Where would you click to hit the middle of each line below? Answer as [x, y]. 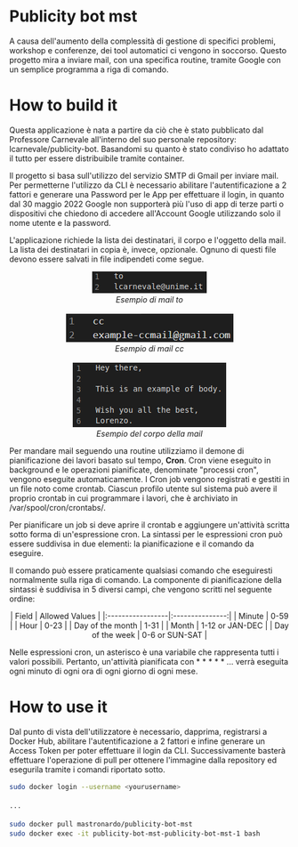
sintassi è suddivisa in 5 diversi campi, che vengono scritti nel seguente [141, 589]
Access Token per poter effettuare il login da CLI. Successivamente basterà [148, 750]
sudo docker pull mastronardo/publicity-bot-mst [101, 825]
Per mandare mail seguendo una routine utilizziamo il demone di [127, 450]
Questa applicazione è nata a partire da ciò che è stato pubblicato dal [137, 130]
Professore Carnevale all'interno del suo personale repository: [123, 139]
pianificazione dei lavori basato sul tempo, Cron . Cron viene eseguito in [140, 460]
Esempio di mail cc [149, 348]
